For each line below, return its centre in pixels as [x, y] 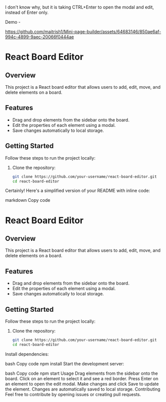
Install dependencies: [27, 354]
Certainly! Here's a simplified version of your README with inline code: [78, 191]
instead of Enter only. [27, 12]
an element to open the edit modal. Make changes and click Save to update [82, 384]
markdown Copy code [28, 200]
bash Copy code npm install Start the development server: [65, 363]
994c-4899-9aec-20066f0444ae [40, 37]
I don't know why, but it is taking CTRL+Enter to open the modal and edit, [80, 7]
